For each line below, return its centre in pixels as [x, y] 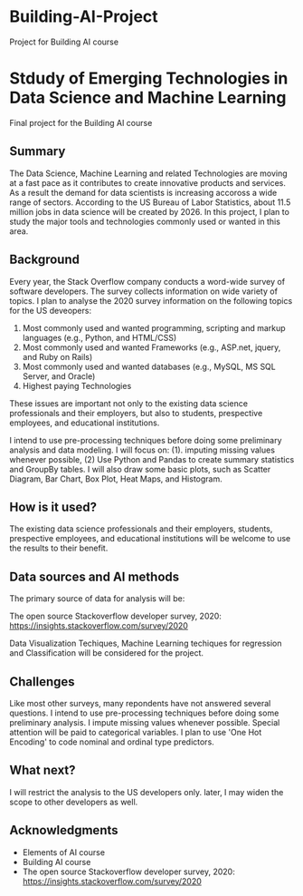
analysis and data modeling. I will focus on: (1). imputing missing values [142, 450]
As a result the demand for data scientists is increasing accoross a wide [143, 192]
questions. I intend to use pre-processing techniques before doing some [144, 713]
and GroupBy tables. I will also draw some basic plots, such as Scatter [140, 469]
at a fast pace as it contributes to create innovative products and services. [148, 182]
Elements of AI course [64, 852]
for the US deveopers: [51, 310]
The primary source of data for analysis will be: [97, 599]
